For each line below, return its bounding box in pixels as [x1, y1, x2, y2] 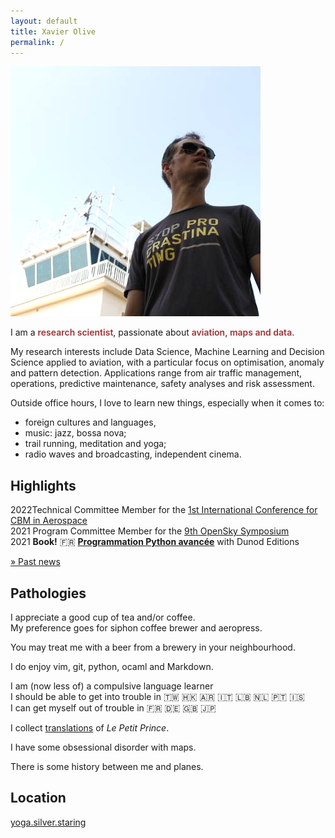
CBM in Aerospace [10, 515, 88, 527]
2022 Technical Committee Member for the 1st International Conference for [10, 504, 318, 516]
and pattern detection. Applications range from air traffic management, [10, 367, 303, 379]
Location [10, 790, 67, 807]
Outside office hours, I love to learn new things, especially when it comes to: [10, 397, 325, 409]
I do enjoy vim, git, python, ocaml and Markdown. [10, 661, 214, 672]
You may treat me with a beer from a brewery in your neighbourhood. [10, 641, 296, 653]
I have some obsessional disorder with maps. [10, 741, 197, 753]
